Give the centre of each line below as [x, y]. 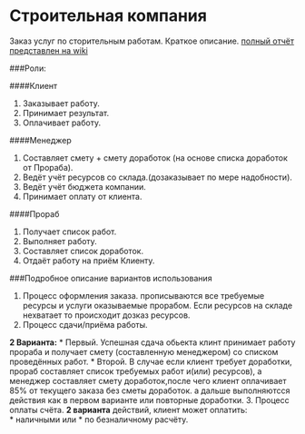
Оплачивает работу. [62, 123]
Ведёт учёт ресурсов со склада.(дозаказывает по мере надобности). [157, 177]
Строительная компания [108, 16]
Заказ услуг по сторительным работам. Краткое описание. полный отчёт [152, 41]
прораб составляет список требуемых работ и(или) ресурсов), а [136, 371]
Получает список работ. [69, 232]
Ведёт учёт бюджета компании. [84, 186]
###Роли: [28, 68]
